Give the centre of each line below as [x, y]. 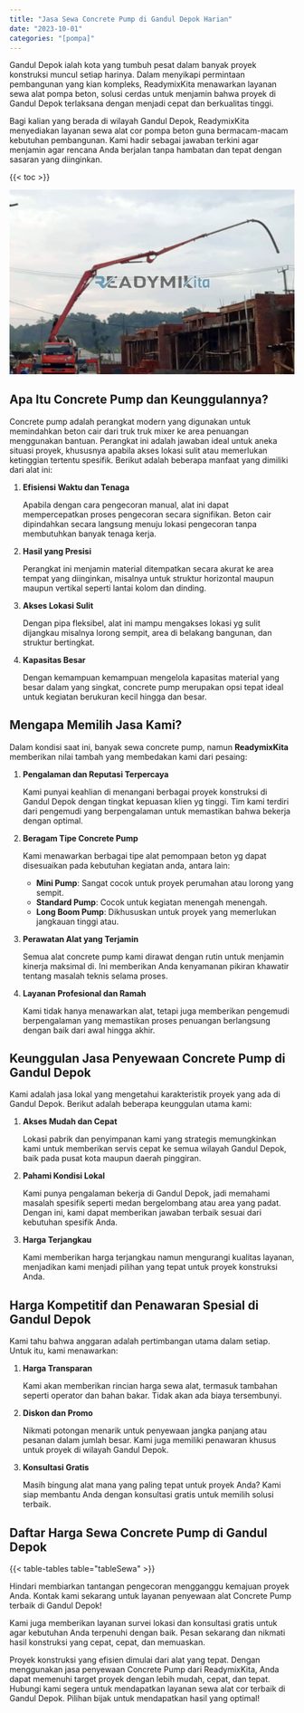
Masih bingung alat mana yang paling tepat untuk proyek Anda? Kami [152, 1485]
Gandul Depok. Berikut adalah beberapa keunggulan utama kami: [131, 1104]
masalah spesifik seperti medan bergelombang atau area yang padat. [152, 1203]
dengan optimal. [52, 821]
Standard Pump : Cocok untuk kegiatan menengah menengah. [152, 902]
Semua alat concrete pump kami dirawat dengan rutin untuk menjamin [153, 957]
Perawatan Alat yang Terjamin [80, 938]
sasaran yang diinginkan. [56, 159]
